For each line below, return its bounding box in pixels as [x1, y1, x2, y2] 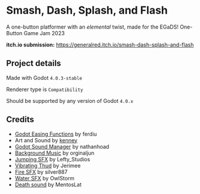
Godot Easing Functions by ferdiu [14, 130, 97, 137]
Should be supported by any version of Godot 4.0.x [6, 97, 134, 104]
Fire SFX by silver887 [14, 168, 67, 176]
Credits [6, 114, 35, 125]
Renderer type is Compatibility [6, 86, 84, 93]
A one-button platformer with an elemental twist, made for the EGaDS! [6, 23, 179, 30]
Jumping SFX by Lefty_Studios [14, 155, 91, 162]
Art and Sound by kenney [14, 136, 78, 143]
